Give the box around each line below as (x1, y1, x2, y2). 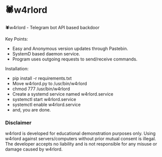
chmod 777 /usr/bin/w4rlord (12, 86, 70, 92)
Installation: (5, 65, 29, 71)
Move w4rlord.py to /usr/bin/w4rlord (12, 80, 87, 86)
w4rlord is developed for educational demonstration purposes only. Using (5, 130, 156, 137)
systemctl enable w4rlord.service (12, 102, 81, 107)
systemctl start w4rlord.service (12, 96, 77, 102)
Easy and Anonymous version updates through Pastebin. (12, 46, 128, 52)
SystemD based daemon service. (12, 51, 80, 56)
